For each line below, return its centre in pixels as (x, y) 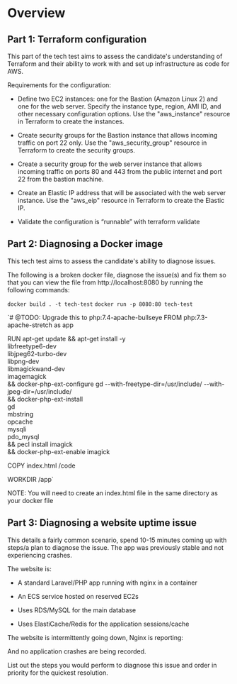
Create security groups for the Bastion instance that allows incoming (117, 135)
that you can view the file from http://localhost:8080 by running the (105, 282)
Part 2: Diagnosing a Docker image (85, 244)
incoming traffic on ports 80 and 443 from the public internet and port (120, 171)
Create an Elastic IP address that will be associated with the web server (122, 193)
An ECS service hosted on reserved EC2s (78, 596)
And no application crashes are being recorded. (77, 651)
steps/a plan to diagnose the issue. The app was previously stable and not (116, 547)
